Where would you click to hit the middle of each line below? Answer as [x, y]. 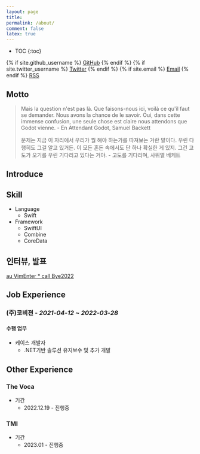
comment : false [25, 28]
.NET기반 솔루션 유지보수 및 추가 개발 [67, 350]
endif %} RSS [23, 75]
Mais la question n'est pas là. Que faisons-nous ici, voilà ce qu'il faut [105, 108]
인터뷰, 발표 [26, 261]
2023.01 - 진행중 [44, 445]
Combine [35, 235]
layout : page [22, 12]
